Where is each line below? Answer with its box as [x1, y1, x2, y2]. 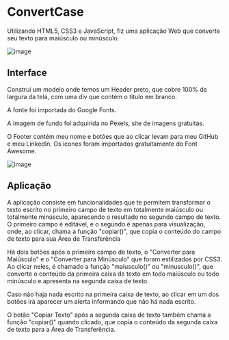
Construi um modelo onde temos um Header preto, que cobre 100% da [7, 85, 207, 93]
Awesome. [7, 146, 37, 155]
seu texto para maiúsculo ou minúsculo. [7, 34, 120, 42]
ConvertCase [7, 4, 84, 20]
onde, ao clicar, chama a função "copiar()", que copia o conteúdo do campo [7, 227, 221, 235]
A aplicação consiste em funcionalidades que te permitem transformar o [7, 198, 211, 206]
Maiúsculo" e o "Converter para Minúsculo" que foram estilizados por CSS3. [7, 254, 222, 263]
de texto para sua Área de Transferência [7, 234, 121, 243]
